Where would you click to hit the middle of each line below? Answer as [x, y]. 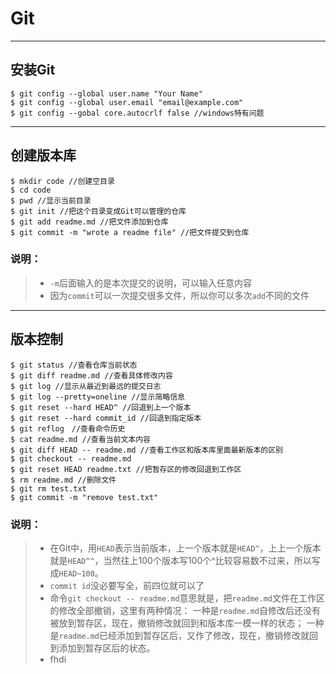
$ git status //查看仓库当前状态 [74, 365]
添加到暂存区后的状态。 [107, 648]
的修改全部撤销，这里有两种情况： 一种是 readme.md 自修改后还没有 [185, 610]
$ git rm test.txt [48, 488]
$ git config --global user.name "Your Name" [106, 93]
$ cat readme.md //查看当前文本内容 [80, 439]
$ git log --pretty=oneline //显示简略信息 [97, 397]
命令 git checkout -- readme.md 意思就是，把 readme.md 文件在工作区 [187, 598]
